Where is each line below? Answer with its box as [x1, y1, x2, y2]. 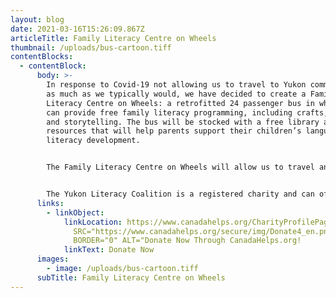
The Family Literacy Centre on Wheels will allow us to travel [46, 162, 315, 173]
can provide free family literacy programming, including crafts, [46, 107, 329, 118]
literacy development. [46, 136, 141, 146]
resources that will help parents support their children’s [46, 126, 302, 136]
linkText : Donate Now [63, 245, 155, 255]
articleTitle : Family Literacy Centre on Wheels [10, 33, 217, 43]
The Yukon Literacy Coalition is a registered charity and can [46, 189, 315, 199]
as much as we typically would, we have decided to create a [46, 89, 307, 99]
